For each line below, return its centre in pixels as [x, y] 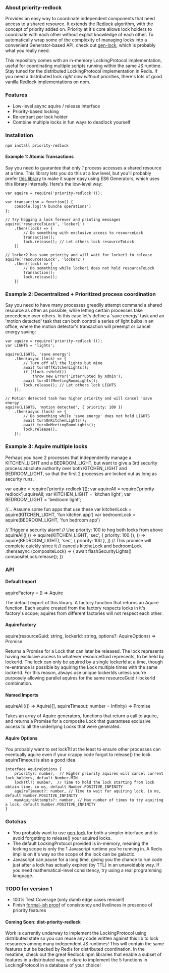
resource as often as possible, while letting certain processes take [74, 310]
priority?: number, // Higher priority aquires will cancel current [89, 774]
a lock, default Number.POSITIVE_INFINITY [50, 805]
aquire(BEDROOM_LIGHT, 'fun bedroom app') [53, 520]
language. [23, 875]
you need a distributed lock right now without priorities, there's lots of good [84, 77]
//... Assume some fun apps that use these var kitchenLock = [69, 509]
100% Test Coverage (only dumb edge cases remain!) [68, 900]
